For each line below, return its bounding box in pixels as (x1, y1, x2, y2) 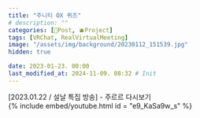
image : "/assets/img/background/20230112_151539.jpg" (8, 41, 189, 49)
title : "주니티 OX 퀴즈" (8, 11, 81, 20)
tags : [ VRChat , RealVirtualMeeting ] (8, 33, 128, 42)
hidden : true (8, 48, 51, 56)
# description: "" (8, 19, 69, 27)
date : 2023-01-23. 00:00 (8, 62, 90, 71)
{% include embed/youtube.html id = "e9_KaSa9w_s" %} (8, 101, 193, 110)
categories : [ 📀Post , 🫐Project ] (8, 26, 113, 34)
